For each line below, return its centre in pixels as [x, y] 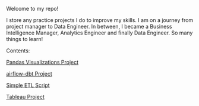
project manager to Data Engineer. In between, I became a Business [89, 26]
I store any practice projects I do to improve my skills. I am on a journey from [100, 20]
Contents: [18, 51]
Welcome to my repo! [32, 9]
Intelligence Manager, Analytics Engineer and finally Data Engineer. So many [99, 33]
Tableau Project [25, 97]
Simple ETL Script [28, 85]
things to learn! [25, 39]
